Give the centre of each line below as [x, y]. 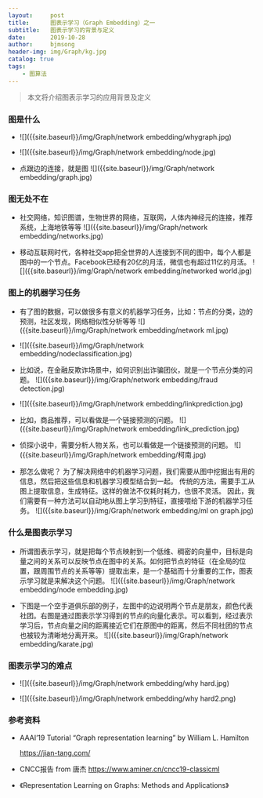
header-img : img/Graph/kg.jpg [58, 52]
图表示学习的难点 [40, 665]
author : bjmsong [42, 45]
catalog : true [31, 60]
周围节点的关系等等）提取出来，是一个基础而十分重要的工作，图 [143, 570]
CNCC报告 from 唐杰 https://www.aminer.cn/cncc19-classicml [119, 769]
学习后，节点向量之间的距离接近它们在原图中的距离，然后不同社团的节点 [136, 625]
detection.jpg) [42, 388]
